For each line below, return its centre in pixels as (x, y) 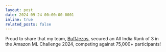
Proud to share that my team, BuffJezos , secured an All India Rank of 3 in (82, 39)
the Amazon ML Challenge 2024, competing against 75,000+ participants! (83, 44)
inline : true (19, 19)
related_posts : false (28, 24)
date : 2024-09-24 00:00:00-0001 (40, 15)
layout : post (19, 10)
